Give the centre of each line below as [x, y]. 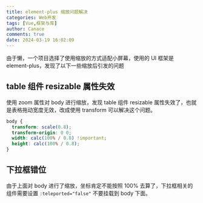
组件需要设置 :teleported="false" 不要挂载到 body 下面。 [79, 193]
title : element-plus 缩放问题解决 [47, 12]
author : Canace [25, 29]
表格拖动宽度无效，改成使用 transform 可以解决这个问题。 [84, 110]
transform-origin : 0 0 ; [42, 133]
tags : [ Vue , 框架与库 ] [32, 23]
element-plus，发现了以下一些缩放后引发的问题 [65, 65]
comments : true [25, 35]
